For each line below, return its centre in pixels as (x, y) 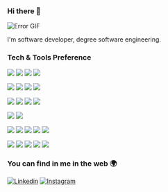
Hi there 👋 (24, 11)
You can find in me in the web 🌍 (62, 164)
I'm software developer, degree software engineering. (84, 40)
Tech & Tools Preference (49, 58)
